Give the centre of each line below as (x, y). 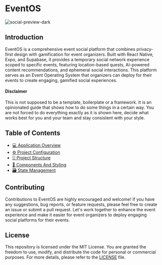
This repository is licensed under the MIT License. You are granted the (76, 247)
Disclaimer (16, 91)
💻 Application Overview (36, 145)
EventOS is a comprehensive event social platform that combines (70, 49)
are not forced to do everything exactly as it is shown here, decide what (77, 112)
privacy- (145, 49)
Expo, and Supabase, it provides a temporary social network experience (77, 60)
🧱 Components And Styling (39, 164)
